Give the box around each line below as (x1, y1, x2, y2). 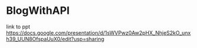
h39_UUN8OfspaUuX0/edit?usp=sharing (6, 35, 105, 42)
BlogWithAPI (6, 4, 70, 17)
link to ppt (6, 23, 31, 30)
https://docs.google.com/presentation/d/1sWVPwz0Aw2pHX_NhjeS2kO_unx (6, 29, 191, 36)
